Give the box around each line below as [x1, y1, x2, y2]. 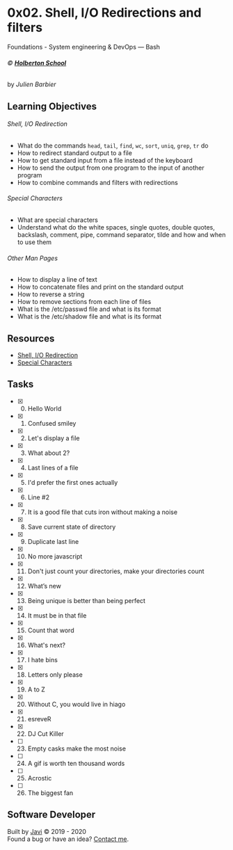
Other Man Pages [7, 254, 58, 262]
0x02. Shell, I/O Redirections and [7, 5, 202, 21]
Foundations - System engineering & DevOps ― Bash [7, 42, 161, 51]
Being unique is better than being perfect [27, 596, 146, 604]
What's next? [27, 641, 66, 649]
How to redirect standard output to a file [17, 148, 132, 157]
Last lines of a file [27, 463, 79, 472]
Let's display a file [27, 433, 80, 442]
